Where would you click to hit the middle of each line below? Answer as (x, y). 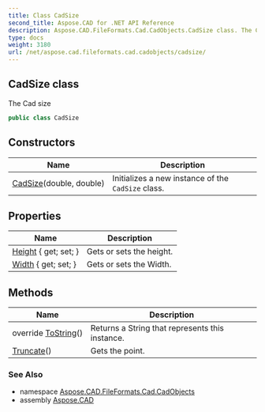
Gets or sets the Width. (129, 264)
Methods (31, 292)
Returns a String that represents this (157, 328)
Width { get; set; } (45, 264)
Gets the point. (118, 351)
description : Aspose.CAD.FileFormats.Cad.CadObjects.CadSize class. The (130, 30)
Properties (35, 215)
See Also (26, 375)
